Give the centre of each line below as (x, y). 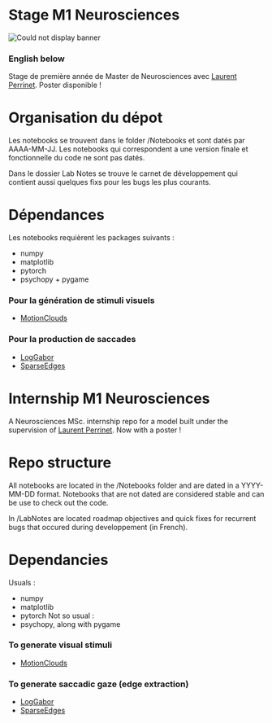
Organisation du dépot (86, 118)
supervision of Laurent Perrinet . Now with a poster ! (95, 430)
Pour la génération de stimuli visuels (82, 300)
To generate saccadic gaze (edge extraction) (99, 684)
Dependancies (58, 560)
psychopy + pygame (54, 279)
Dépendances (56, 215)
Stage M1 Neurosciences (94, 15)
